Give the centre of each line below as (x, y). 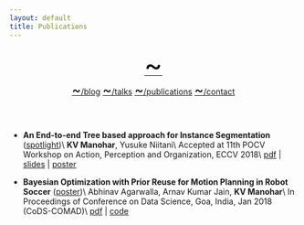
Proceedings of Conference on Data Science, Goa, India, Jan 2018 (147, 201)
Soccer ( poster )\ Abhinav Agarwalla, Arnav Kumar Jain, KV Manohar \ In (158, 191)
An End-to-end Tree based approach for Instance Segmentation (147, 134)
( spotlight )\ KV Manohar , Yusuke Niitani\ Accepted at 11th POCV (144, 145)
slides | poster (49, 164)
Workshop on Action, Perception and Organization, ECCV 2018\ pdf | (152, 154)
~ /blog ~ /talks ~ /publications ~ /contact (153, 90)
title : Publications (49, 27)
